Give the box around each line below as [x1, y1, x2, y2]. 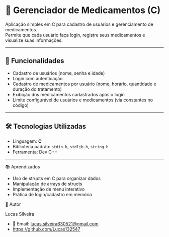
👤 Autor [5, 201, 21, 207]
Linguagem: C [12, 138, 42, 144]
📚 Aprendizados [5, 163, 40, 169]
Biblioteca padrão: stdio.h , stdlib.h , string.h [12, 143, 109, 149]
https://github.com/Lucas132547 [12, 226, 80, 232]
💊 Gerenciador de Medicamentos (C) [5, 5, 161, 16]
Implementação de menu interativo [12, 186, 85, 192]
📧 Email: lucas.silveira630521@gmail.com [12, 220, 99, 226]
